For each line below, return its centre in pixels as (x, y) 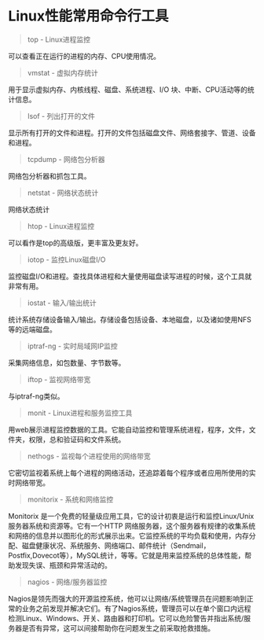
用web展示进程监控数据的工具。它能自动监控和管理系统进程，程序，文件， (128, 429)
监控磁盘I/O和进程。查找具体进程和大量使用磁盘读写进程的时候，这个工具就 (130, 276)
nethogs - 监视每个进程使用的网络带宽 (89, 456)
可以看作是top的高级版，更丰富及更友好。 (75, 243)
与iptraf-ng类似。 (36, 396)
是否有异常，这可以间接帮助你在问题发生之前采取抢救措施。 (118, 628)
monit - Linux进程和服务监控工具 (80, 413)
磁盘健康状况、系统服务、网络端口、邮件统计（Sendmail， (116, 545)
